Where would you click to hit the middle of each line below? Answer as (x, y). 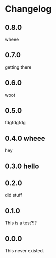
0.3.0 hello (22, 166)
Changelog (28, 9)
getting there (18, 67)
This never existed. (25, 251)
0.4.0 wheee (25, 138)
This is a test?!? (21, 223)
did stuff (14, 195)
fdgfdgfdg (15, 123)
